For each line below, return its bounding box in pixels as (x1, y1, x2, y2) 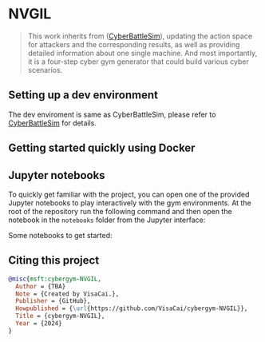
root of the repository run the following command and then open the (8, 206, 233, 216)
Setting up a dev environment (8, 89, 158, 102)
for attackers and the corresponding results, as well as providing (27, 39, 240, 49)
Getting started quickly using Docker (8, 141, 196, 155)
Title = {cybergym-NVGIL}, (15, 312, 105, 320)
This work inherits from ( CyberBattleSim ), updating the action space (27, 31, 253, 41)
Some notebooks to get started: (8, 230, 113, 240)
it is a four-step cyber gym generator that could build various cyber (27, 57, 250, 66)
